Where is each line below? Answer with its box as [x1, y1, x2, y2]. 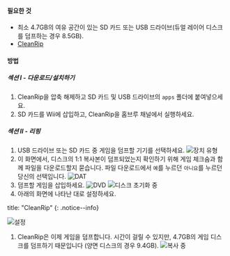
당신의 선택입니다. [17, 172, 66, 180]
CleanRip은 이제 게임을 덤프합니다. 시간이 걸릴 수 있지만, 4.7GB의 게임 [17, 232, 209, 241]
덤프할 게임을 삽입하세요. [17, 181, 85, 189]
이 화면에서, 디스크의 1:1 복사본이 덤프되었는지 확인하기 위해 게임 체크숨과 [17, 154, 216, 163]
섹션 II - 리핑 [7, 127, 40, 136]
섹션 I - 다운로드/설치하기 [7, 74, 75, 82]
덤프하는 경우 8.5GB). [24, 32, 84, 40]
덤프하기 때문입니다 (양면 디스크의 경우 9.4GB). [30, 241, 159, 250]
